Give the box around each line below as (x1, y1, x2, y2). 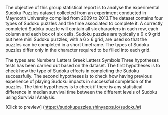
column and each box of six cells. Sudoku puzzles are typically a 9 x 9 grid (5, 31, 161, 37)
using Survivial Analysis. (5, 94, 56, 100)
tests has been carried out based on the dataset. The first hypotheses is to (5, 63, 160, 68)
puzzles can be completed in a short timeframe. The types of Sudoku (5, 42, 150, 47)
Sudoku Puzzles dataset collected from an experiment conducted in (5, 10, 146, 16)
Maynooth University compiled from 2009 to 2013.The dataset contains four (5, 15, 163, 21)
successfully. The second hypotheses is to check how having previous (5, 73, 152, 79)
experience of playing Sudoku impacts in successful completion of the (5, 78, 152, 84)
